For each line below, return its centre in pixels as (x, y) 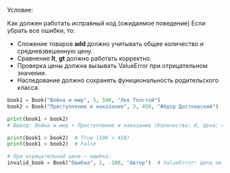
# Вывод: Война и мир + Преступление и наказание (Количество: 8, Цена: (113, 125)
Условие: (20, 10)
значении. (31, 73)
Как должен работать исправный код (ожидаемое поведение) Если (106, 23)
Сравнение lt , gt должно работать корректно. (84, 58)
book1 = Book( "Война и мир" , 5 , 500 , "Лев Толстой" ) (84, 100)
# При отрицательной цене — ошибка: (59, 157)
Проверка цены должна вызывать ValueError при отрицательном (112, 66)
